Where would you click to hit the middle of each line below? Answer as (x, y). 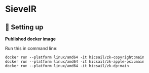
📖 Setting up (24, 27)
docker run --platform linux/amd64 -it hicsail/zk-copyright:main (75, 57)
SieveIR (21, 9)
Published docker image (30, 39)
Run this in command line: (31, 48)
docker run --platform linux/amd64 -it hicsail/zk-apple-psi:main (75, 62)
